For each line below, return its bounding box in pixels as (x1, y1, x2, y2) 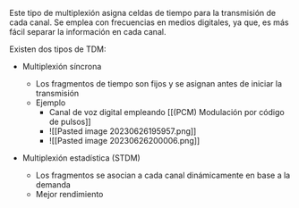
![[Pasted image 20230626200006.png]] (48, 136, 201, 146)
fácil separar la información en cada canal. (9, 27, 167, 37)
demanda (35, 179, 72, 190)
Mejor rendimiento (35, 189, 104, 199)
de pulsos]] (48, 116, 91, 127)
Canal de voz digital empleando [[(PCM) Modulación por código (48, 107, 285, 117)
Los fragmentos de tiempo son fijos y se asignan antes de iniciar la (35, 79, 283, 88)
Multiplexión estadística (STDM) (21, 153, 141, 163)
